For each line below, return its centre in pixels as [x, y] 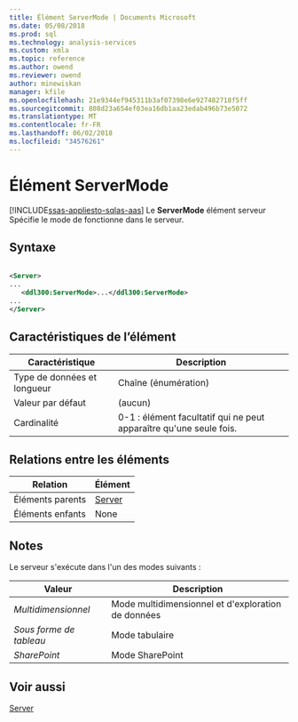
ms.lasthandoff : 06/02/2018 [61, 133]
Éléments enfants [50, 514]
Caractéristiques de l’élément [93, 337]
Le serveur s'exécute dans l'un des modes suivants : [105, 567]
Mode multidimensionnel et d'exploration [196, 604]
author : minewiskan [45, 84]
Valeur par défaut [50, 403]
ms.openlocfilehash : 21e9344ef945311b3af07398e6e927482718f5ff [129, 100]
